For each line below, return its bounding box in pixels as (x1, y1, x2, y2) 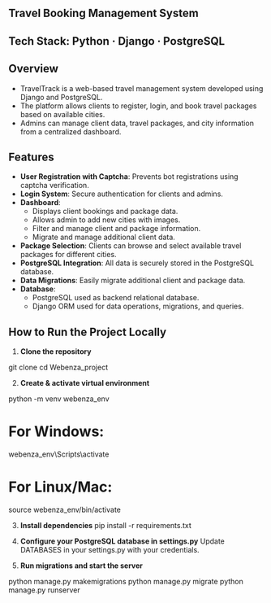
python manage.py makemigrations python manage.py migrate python (8, 577, 243, 587)
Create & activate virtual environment (19, 378, 150, 388)
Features (8, 150, 54, 164)
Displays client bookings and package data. (32, 207, 179, 216)
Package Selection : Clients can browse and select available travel (19, 241, 242, 251)
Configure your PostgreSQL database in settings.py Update (19, 536, 226, 546)
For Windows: (8, 422, 105, 441)
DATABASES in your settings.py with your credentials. (19, 545, 200, 555)
